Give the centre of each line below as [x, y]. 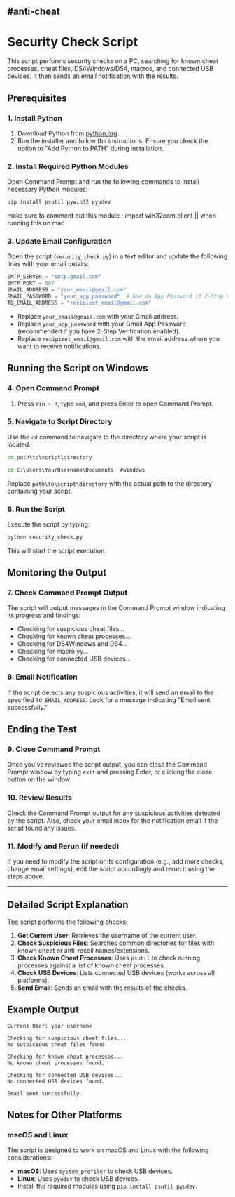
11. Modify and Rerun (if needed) [63, 846]
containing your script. [40, 491]
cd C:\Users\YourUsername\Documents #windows [76, 470]
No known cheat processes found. [56, 1063]
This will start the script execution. [57, 550]
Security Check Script [73, 42]
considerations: [30, 1158]
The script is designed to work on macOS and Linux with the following [108, 1150]
